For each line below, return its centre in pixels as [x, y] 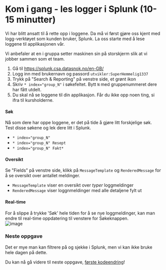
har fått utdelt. [27, 89]
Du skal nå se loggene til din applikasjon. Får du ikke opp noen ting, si [83, 95]
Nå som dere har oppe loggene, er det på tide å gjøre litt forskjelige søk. [79, 123]
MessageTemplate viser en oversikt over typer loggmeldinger [73, 185]
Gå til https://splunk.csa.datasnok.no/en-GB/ [58, 68]
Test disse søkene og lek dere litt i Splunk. [48, 128]
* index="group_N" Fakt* [38, 148]
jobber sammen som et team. [35, 59]
